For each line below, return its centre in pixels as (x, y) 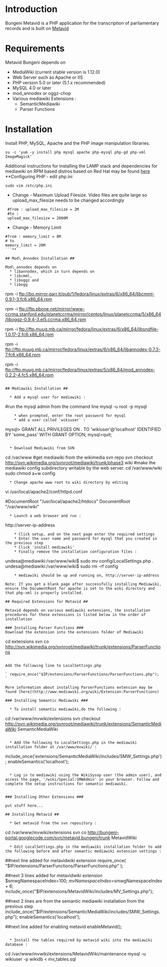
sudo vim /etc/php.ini (29, 186)
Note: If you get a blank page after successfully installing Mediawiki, (83, 584)
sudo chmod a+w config (30, 473)
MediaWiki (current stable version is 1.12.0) (56, 72)
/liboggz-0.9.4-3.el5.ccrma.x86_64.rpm (46, 319)
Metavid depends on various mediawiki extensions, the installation (78, 610)
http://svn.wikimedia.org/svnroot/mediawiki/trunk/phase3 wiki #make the (81, 462)
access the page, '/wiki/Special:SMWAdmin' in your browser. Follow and (82, 779)
